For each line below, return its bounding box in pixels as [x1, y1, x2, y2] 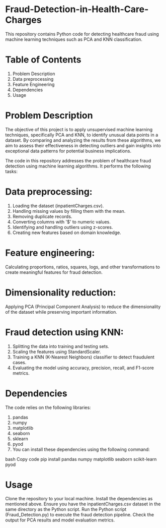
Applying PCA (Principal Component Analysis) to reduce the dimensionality [5, 304, 161, 310]
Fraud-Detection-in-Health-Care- [5, 4, 149, 15]
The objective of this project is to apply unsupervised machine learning [5, 126, 153, 132]
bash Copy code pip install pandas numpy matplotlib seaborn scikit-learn [5, 456, 157, 462]
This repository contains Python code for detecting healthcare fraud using [5, 31, 159, 37]
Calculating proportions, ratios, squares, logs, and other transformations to [5, 264, 160, 270]
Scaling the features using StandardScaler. [12, 348, 102, 355]
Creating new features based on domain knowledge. [12, 229, 122, 236]
